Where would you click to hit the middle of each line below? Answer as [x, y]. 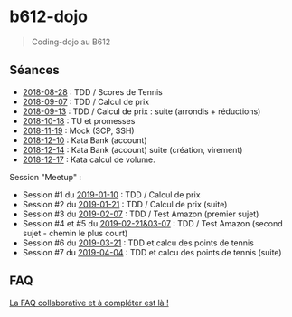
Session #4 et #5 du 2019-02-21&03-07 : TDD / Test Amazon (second [152, 223]
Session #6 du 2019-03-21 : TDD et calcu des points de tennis [138, 243]
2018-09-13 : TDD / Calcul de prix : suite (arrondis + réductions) [141, 111]
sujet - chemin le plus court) [75, 233]
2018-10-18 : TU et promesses [79, 120]
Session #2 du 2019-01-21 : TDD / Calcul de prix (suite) [125, 204]
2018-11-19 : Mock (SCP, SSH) [78, 130]
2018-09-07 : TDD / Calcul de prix [86, 101]
